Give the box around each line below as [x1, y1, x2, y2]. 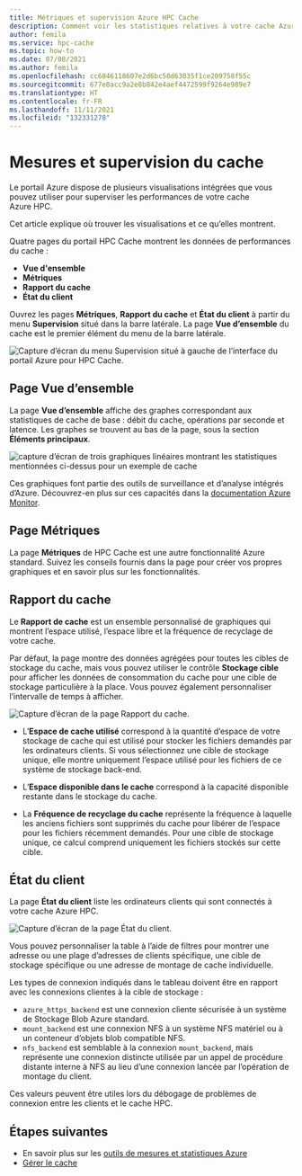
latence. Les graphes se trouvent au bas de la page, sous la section [9, 423, 259, 434]
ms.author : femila [9, 64, 78, 73]
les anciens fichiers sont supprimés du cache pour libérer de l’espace [22, 817, 280, 828]
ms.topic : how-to [9, 47, 75, 56]
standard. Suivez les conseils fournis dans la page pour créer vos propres [9, 557, 283, 567]
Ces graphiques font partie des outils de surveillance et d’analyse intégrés [9, 477, 284, 488]
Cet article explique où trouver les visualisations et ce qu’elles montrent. [9, 218, 276, 229]
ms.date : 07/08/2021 [9, 55, 87, 64]
